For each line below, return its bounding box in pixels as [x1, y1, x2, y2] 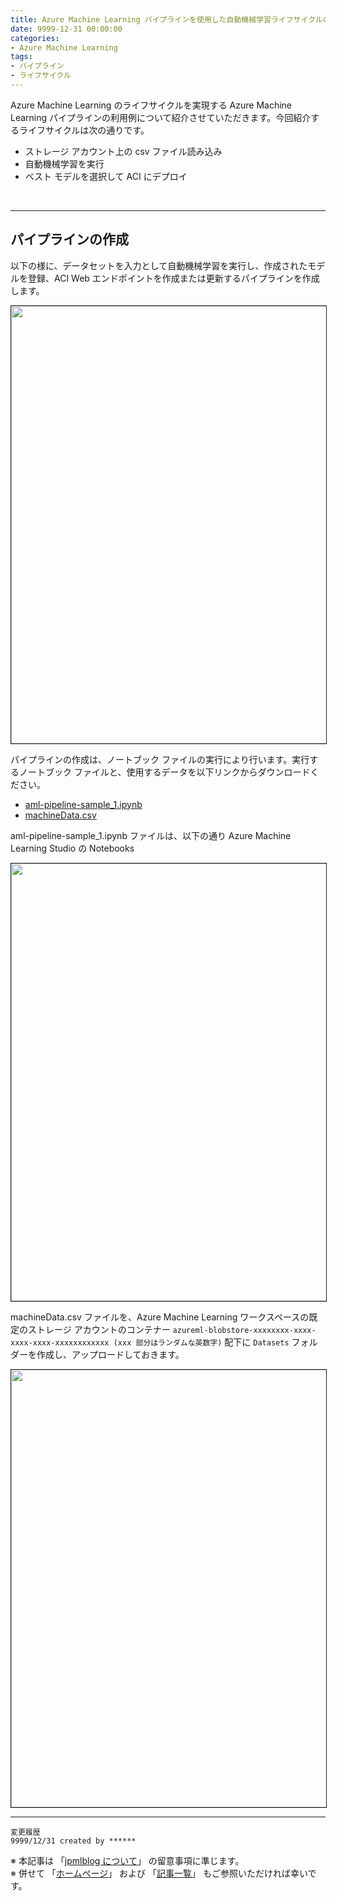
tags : [10, 52, 33, 62]
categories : [10, 33, 60, 43]
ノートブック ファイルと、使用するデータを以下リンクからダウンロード [18, 766, 311, 778]
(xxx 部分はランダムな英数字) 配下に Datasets [113, 1336, 290, 1348]
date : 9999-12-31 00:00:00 [10, 24, 123, 34]
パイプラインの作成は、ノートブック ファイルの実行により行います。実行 [10, 753, 310, 765]
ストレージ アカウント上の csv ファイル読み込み [24, 145, 223, 157]
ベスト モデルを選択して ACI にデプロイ [24, 170, 188, 182]
